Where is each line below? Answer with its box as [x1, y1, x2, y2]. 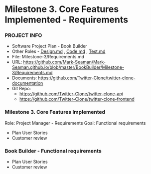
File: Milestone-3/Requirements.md [11, 54, 85, 60]
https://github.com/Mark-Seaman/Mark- [23, 59, 106, 65]
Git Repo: [11, 86, 31, 92]
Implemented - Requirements [4, 14, 128, 25]
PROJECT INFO [4, 32, 42, 39]
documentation [11, 80, 43, 86]
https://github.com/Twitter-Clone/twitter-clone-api [19, 91, 123, 97]
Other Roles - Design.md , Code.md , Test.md [11, 48, 106, 54]
